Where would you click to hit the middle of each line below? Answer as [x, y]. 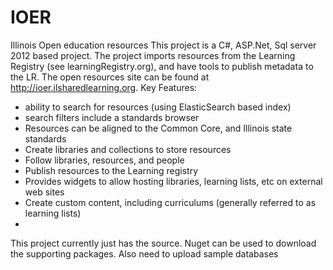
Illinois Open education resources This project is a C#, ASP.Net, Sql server [163, 45]
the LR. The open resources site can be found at [110, 77]
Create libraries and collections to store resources [128, 149]
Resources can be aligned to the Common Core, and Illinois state [158, 128]
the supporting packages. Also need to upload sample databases [144, 253]
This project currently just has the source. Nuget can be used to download [163, 243]
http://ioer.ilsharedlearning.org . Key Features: [104, 87]
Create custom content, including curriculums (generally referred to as [170, 202]
